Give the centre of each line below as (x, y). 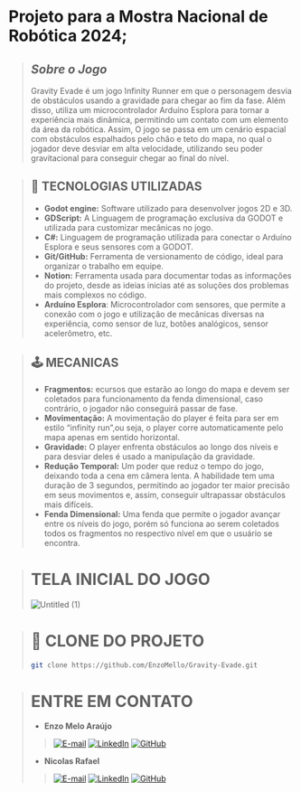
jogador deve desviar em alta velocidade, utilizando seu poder (146, 148)
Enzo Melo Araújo (78, 726)
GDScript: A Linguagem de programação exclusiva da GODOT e (164, 218)
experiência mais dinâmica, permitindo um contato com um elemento (159, 120)
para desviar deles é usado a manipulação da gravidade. (150, 456)
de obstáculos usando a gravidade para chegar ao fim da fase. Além (158, 100)
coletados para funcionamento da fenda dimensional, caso (154, 399)
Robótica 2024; (68, 36)
